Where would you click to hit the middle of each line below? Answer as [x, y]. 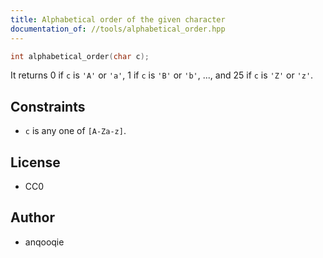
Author [32, 217]
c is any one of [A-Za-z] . [75, 131]
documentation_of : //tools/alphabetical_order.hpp [118, 29]
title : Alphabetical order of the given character [118, 19]
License [35, 162]
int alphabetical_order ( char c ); [80, 56]
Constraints [48, 106]
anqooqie [44, 242]
